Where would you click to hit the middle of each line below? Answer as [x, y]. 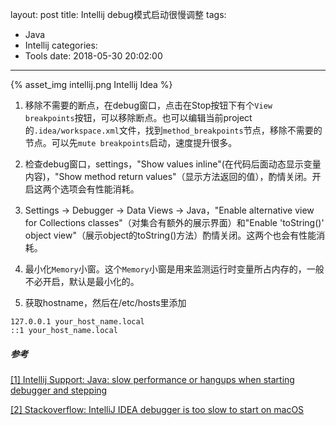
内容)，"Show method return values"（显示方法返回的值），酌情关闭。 [168, 176]
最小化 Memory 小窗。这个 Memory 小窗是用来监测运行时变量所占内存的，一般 [174, 269]
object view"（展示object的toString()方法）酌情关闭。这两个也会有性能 [170, 235]
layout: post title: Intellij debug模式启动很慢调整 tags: [118, 14]
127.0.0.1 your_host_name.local [77, 322]
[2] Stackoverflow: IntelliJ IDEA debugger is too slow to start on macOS [157, 409]
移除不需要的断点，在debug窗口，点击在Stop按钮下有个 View [148, 105]
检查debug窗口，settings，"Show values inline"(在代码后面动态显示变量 [173, 164]
